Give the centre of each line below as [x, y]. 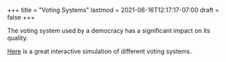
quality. [18, 38]
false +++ [21, 17]
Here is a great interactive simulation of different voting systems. [99, 51]
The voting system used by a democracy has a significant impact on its [109, 31]
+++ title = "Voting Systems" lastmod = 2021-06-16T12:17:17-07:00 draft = [113, 10]
